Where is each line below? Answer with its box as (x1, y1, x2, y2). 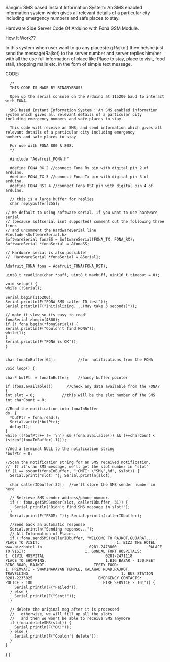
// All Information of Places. (10, 531, 76, 536)
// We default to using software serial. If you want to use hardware (5, 210, 158, 215)
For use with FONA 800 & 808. (10, 143, 74, 148)
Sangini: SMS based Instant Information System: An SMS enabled (5, 5, 142, 10)
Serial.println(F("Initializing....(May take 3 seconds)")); (5, 304, 138, 309)
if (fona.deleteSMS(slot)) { (10, 620, 72, 625)
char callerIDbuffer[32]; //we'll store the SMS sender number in (10, 482, 156, 487)
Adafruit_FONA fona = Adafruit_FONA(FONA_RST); (5, 263, 108, 269)
